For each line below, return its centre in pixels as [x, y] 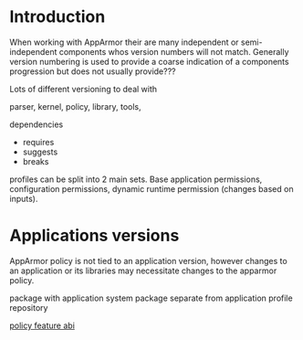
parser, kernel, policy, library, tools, [75, 106]
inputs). [24, 198]
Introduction [57, 17]
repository [29, 307]
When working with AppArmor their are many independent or [124, 42]
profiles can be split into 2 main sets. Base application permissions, [136, 179]
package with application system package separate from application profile [151, 298]
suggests [40, 152]
